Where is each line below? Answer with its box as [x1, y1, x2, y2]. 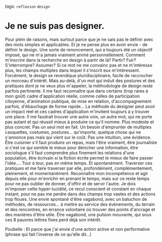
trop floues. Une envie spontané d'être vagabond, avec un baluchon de [5, 196, 147, 202]
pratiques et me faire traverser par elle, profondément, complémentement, [5, 165, 153, 171]
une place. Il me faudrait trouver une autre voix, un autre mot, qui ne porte [5, 113, 152, 119]
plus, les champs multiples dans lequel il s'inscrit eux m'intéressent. [5, 67, 140, 73]
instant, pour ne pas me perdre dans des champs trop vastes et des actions [5, 191, 156, 197]
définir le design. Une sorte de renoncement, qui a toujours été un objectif [5, 47, 153, 52]
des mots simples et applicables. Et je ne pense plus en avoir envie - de [5, 41, 148, 48]
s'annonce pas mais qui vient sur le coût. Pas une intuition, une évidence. [5, 134, 151, 140]
